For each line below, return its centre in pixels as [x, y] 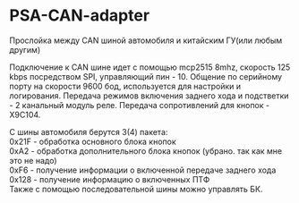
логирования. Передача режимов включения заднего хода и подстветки [149, 96]
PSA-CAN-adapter [80, 16]
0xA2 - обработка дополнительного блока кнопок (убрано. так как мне [146, 151]
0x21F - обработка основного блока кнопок [93, 141]
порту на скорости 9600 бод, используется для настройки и [125, 86]
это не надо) [33, 160]
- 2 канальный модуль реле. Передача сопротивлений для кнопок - [140, 105]
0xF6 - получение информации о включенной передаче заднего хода [143, 170]
